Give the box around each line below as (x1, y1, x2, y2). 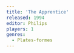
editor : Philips (6, 20, 47, 26)
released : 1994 (6, 15, 45, 21)
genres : (6, 32, 26, 38)
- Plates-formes (12, 37, 53, 43)
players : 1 (6, 26, 34, 32)
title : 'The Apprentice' (6, 9, 69, 15)
